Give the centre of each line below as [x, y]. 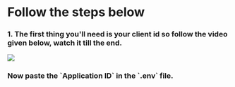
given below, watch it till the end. [65, 43]
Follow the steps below [76, 12]
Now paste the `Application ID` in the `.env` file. [91, 76]
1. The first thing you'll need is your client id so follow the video [117, 34]
